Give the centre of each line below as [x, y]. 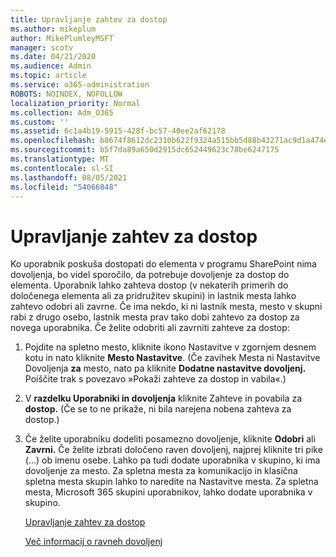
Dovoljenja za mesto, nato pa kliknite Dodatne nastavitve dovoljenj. [165, 368]
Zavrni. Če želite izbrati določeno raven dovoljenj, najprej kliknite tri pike [173, 450]
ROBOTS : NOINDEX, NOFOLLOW [66, 94]
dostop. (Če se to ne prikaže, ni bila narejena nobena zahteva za [158, 409]
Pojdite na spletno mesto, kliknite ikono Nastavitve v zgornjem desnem [170, 347]
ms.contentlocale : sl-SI [62, 168]
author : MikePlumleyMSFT [62, 38]
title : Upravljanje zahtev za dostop [89, 19]
